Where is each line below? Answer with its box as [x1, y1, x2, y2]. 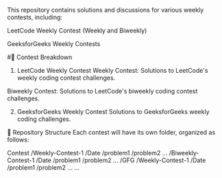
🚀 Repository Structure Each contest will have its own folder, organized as [7, 129, 216, 136]
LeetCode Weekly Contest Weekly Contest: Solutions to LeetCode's [16, 67, 208, 74]
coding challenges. [16, 115, 71, 123]
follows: [7, 135, 29, 144]
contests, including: [7, 13, 63, 21]
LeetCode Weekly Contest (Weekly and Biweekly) [7, 27, 147, 34]
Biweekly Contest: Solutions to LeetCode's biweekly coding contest [7, 87, 198, 95]
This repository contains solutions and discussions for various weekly [7, 6, 204, 14]
